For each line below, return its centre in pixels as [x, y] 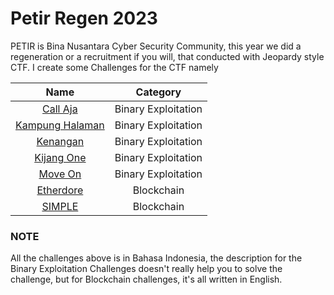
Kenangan [60, 141]
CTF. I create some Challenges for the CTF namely [114, 67]
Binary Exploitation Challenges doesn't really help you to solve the [146, 269]
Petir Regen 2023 [84, 18]
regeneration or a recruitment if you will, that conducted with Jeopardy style [167, 56]
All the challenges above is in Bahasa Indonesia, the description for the [156, 258]
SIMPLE [60, 206]
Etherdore [60, 190]
